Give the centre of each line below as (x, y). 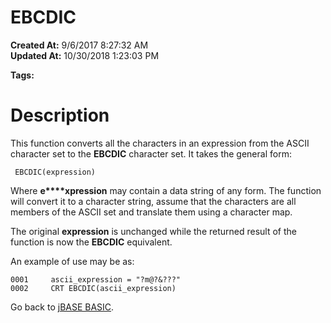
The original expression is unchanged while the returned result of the (153, 231)
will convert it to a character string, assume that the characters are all (153, 201)
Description (60, 115)
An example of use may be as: (72, 261)
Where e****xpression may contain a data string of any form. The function (166, 190)
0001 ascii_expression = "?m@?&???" (96, 279)
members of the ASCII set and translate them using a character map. (151, 212)
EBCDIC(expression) (55, 172)
